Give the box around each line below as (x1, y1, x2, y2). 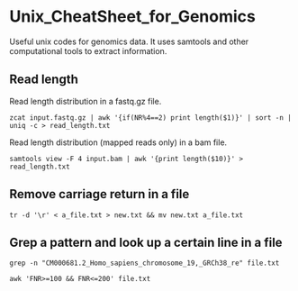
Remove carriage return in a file (9, 186, 190, 202)
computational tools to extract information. (9, 45, 167, 56)
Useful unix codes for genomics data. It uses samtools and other (9, 36, 249, 47)
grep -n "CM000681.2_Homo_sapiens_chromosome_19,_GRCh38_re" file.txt (9, 259, 280, 268)
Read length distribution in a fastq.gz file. (9, 95, 162, 106)
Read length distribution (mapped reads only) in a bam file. (9, 137, 228, 148)
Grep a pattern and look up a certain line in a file (9, 234, 283, 250)
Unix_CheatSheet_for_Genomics (9, 6, 257, 27)
